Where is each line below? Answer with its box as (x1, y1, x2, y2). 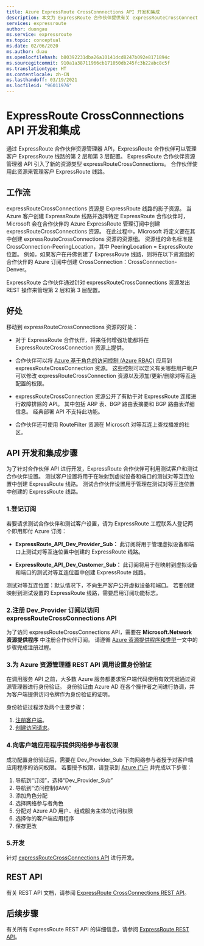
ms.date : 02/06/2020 (6, 43, 59, 49)
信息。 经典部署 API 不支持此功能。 (15, 408, 104, 415)
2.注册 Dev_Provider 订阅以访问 (6, 606, 99, 614)
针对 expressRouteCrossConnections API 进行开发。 (6, 854, 138, 861)
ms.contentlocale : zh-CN (6, 71, 69, 77)
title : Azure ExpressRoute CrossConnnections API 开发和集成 (6, 9, 160, 15)
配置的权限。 (15, 379, 47, 387)
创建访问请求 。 (15, 724, 53, 731)
